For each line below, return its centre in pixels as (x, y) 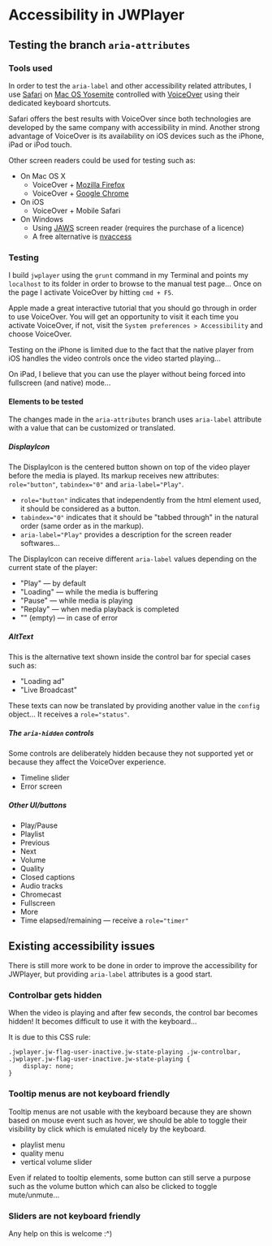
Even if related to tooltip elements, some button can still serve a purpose (130, 1177)
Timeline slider (45, 778)
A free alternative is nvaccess (82, 236)
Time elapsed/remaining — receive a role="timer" (104, 920)
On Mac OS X (43, 175)
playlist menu (43, 1144)
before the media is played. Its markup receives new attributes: (114, 476)
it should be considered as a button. (80, 508)
